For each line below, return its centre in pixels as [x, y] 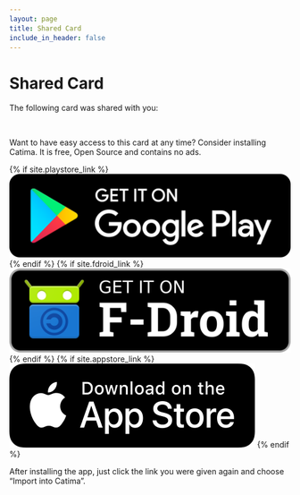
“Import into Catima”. [48, 481]
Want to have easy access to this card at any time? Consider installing [137, 142]
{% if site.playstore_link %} [59, 169]
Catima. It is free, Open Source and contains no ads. [105, 152]
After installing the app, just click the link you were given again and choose [147, 471]
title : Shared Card [46, 28]
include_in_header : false [57, 38]
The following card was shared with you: [84, 108]
